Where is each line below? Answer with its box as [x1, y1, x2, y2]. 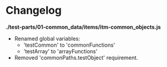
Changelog [5, 4, 62, 17]
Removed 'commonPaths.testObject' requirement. [14, 54, 139, 61]
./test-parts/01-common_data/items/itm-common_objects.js [5, 23, 161, 31]
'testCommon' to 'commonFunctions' [23, 41, 115, 48]
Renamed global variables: [14, 35, 80, 42]
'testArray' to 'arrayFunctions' [23, 47, 98, 54]
